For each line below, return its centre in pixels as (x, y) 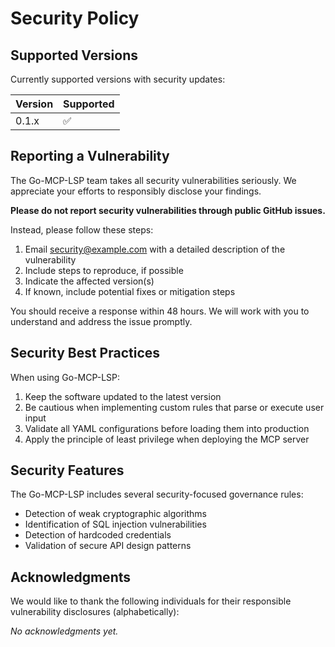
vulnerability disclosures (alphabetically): (95, 612)
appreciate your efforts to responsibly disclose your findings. (136, 191)
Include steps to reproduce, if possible (104, 270)
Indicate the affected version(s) (89, 281)
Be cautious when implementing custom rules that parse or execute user (174, 407)
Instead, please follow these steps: (82, 229)
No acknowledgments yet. (64, 631)
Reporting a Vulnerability (90, 156)
